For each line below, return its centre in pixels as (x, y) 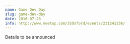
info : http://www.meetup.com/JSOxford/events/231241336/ (65, 23)
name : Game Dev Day (25, 10)
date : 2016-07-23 (23, 19)
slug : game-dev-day (25, 14)
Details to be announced (30, 37)
